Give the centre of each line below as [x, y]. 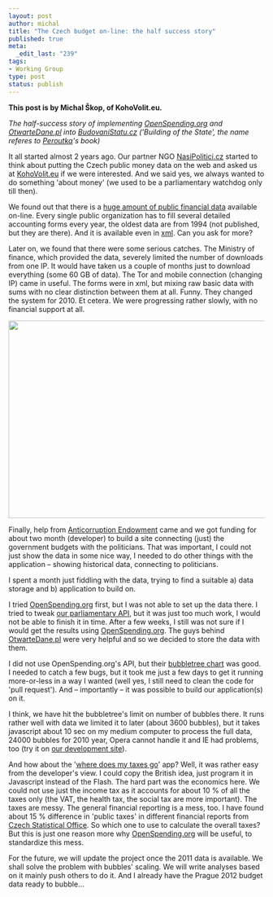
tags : [17, 62]
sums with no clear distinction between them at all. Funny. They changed [131, 292]
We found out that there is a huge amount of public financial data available [133, 207]
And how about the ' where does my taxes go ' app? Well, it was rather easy [134, 764]
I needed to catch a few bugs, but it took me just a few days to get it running [136, 672]
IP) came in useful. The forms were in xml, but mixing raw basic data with [131, 283]
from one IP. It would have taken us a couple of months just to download [129, 266]
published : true [36, 39]
